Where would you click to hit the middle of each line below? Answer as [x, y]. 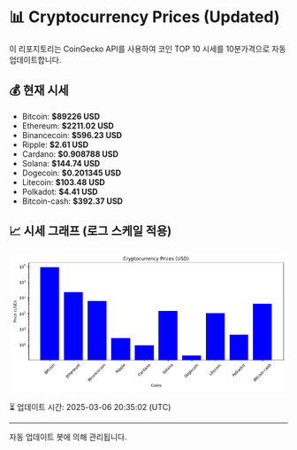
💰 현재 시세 [39, 91]
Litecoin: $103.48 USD [64, 182]
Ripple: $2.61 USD [55, 144]
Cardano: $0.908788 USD [70, 154]
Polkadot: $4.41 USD [60, 191]
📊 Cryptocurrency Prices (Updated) [145, 17]
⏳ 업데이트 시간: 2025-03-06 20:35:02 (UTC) [90, 407]
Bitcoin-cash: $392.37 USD [72, 201]
